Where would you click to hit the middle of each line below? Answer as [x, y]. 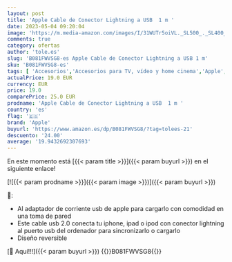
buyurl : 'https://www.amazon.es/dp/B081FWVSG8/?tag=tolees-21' [100, 129]
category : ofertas [33, 46]
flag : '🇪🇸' [24, 116]
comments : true [29, 39]
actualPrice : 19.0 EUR [40, 78]
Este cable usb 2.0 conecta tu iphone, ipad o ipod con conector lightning [120, 223]
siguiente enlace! [31, 169]
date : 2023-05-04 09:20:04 [46, 26]
